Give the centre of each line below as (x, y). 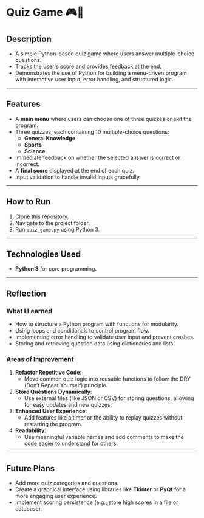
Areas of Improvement (40, 359)
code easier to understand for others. (71, 444)
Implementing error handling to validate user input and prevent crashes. (105, 337)
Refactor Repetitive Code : (48, 373)
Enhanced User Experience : (51, 411)
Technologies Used (43, 254)
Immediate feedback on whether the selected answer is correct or (98, 157)
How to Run (29, 202)
